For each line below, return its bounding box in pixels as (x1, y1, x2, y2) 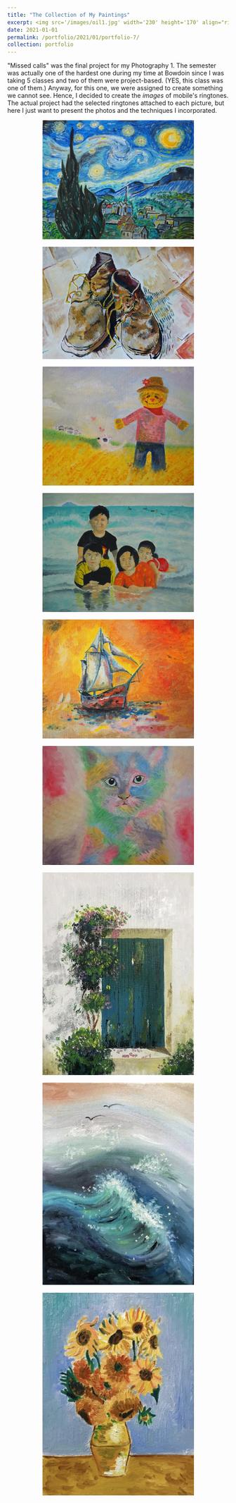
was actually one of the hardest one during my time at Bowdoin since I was (7, 69, 225, 78)
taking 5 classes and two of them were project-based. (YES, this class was (7, 76, 223, 85)
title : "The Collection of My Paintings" (7, 11, 131, 18)
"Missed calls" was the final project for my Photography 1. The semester (7, 61, 216, 70)
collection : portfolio (7, 41, 74, 49)
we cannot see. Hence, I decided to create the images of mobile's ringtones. (7, 92, 229, 100)
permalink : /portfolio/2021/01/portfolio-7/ (7, 34, 140, 41)
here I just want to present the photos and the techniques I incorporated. (7, 106, 218, 115)
